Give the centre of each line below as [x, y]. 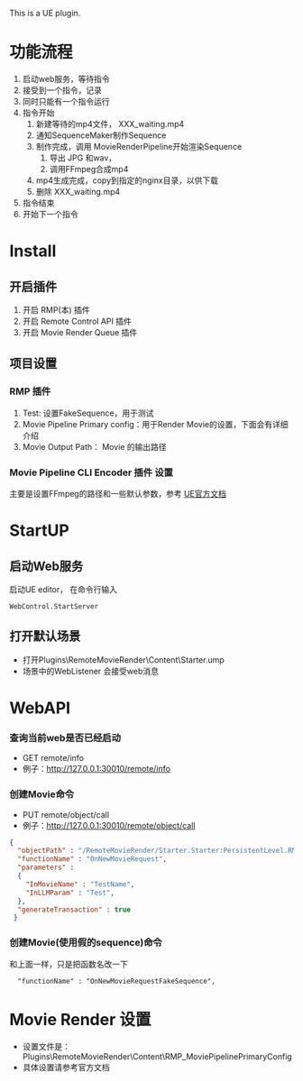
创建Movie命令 [42, 794]
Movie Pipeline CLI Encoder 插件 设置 [92, 472]
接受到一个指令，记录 [62, 90]
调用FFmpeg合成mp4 [89, 169]
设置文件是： [46, 1046]
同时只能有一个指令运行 [66, 101]
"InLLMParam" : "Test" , [70, 893]
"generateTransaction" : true [74, 910]
